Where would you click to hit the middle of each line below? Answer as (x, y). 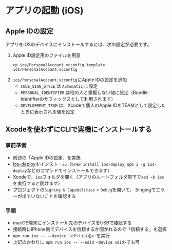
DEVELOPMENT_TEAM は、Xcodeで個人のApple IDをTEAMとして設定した (93, 105)
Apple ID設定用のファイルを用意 (46, 55)
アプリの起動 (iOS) (44, 11)
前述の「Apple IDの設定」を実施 (46, 158)
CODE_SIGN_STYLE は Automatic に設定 (59, 86)
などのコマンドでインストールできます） (69, 170)
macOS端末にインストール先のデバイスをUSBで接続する (72, 223)
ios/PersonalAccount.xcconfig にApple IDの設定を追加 (70, 80)
